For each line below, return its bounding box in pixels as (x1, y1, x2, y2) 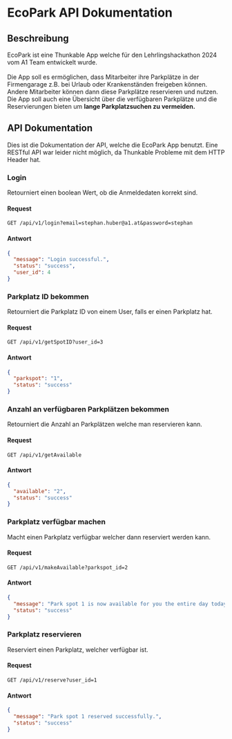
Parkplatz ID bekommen (7, 292, 90, 301)
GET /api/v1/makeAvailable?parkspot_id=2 (7, 564, 128, 571)
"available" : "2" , (13, 488, 67, 495)
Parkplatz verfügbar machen (7, 517, 106, 527)
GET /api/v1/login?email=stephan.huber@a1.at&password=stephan (7, 220, 193, 226)
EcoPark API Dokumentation (7, 5, 173, 21)
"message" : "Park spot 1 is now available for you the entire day (13, 600, 209, 607)
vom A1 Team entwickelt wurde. (7, 58, 98, 66)
